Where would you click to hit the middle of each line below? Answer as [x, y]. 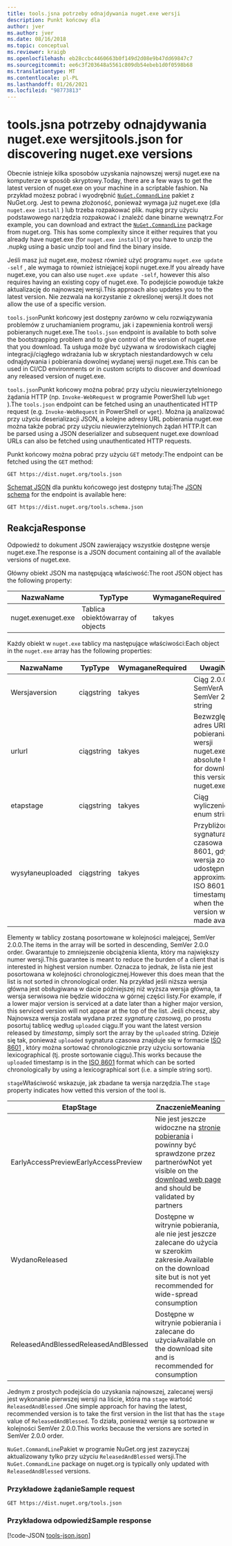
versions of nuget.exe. [39, 560]
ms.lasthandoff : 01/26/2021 [48, 84]
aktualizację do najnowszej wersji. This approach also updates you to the [110, 289]
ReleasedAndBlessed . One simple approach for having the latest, [97, 1406]
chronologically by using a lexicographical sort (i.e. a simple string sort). [110, 1069]
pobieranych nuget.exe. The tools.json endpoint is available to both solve [112, 332]
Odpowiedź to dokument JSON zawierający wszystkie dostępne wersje [109, 545]
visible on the [177, 1170]
